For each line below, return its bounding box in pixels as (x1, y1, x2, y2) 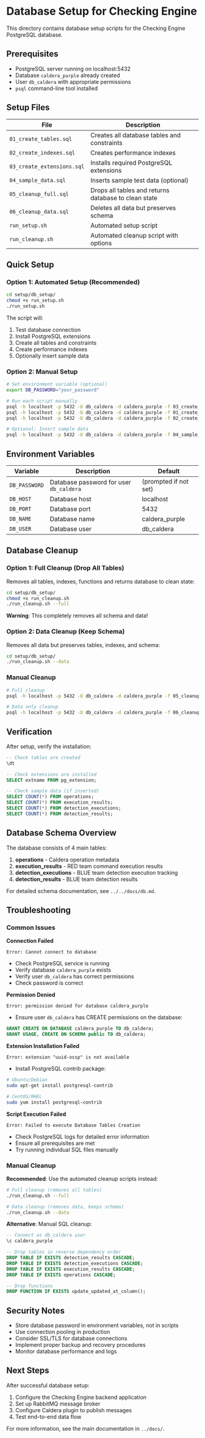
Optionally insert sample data (15, 352, 89, 359)
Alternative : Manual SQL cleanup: (6, 1220, 93, 1228)
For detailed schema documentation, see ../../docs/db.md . (6, 887, 156, 894)
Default (157, 466, 180, 475)
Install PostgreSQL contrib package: (15, 1065, 106, 1073)
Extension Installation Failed (6, 1043, 80, 1050)
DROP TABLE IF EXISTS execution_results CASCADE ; (6, 1266, 135, 1272)
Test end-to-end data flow (15, 1413, 82, 1420)
